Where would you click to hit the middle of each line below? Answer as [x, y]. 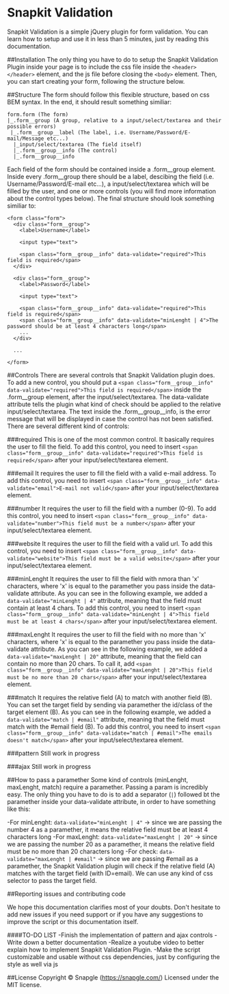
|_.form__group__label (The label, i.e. [68, 132]
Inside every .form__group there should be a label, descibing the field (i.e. [110, 176]
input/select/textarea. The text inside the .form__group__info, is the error [109, 411]
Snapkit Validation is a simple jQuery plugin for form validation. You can [108, 32]
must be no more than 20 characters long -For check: [83, 851]
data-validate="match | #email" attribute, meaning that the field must [106, 719]
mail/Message [26, 139]
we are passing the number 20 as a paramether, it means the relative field [111, 844]
